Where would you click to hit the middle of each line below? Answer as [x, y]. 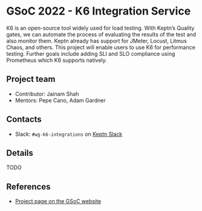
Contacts [24, 119]
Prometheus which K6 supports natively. [57, 60]
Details [20, 153]
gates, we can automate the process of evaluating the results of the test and [101, 34]
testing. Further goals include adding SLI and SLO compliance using [91, 53]
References [28, 186]
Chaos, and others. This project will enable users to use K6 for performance [101, 47]
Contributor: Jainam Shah [47, 94]
